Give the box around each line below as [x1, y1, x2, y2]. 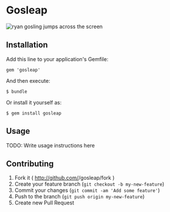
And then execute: [6, 77, 50, 84]
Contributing [6, 159, 54, 169]
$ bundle [6, 89, 28, 95]
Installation [6, 40, 48, 50]
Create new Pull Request [14, 199, 74, 206]
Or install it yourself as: [6, 99, 62, 106]
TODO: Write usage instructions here [6, 142, 95, 149]
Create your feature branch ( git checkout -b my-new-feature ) [14, 180, 165, 188]
